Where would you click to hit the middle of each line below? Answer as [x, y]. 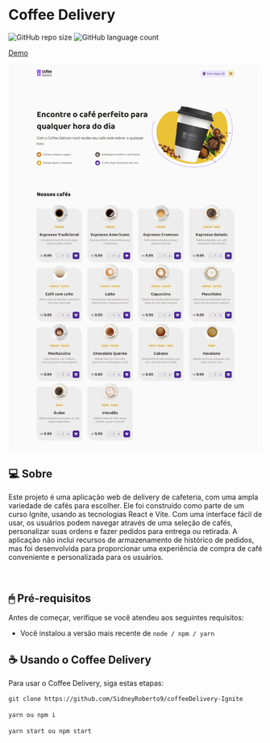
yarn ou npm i [32, 716]
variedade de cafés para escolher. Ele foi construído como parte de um [127, 506]
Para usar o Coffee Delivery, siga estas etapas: [86, 683]
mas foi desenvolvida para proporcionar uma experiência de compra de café [135, 549]
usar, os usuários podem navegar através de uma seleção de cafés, [121, 523]
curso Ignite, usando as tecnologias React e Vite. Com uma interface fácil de [135, 515]
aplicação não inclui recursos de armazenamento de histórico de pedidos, [131, 540]
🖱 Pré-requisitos [50, 598]
